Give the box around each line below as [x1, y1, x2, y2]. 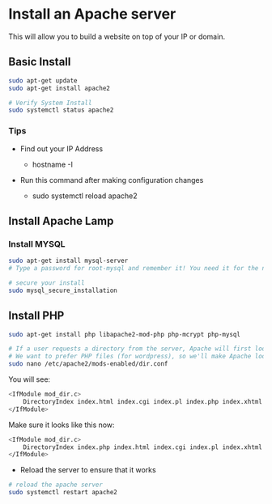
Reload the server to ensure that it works [19, 465, 156, 475]
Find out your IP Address [19, 143, 104, 154]
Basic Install [8, 55, 71, 69]
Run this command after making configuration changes [19, 175, 204, 184]
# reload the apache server [8, 481, 104, 489]
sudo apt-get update [8, 76, 79, 85]
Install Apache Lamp [8, 214, 114, 227]
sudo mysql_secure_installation [8, 286, 117, 294]
